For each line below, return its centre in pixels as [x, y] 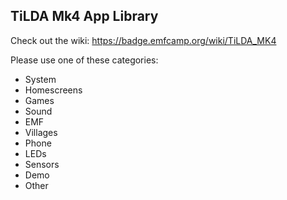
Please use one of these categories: [84, 60]
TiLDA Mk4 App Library [84, 16]
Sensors [42, 164]
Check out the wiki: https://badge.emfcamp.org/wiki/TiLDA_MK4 [143, 40]
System [40, 79]
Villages [41, 132]
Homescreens [53, 90]
